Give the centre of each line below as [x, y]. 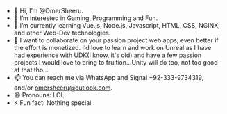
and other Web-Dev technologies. [62, 33]
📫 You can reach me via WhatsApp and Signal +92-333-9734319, [109, 78]
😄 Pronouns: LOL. [40, 95]
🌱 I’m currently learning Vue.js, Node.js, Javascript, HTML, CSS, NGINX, [117, 25]
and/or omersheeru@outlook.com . [63, 88]
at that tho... [31, 70]
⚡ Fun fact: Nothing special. [53, 103]
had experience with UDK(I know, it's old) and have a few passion [108, 55]
